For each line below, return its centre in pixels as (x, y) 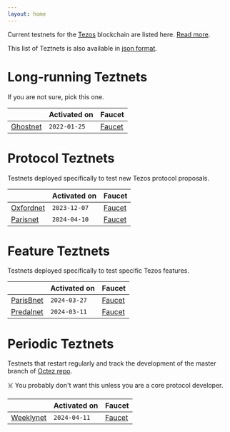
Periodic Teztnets (61, 344)
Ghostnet (26, 126)
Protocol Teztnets (61, 158)
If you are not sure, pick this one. (56, 96)
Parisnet (25, 219)
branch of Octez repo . (40, 371)
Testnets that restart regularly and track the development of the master (112, 363)
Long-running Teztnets (77, 77)
